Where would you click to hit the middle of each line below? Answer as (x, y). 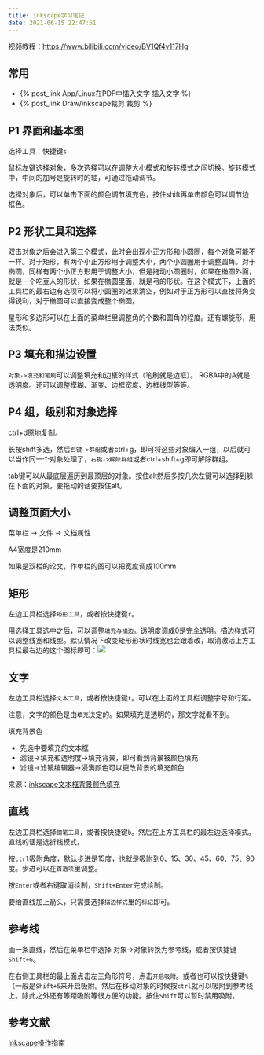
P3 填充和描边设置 (52, 355)
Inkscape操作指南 (37, 1043)
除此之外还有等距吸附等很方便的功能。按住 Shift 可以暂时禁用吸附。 (130, 995)
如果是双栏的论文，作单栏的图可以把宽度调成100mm (92, 566)
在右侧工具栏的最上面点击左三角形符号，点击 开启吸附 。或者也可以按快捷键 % (128, 976)
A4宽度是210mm (35, 550)
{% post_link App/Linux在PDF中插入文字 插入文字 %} (105, 94)
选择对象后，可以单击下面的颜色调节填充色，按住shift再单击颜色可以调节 (125, 194)
